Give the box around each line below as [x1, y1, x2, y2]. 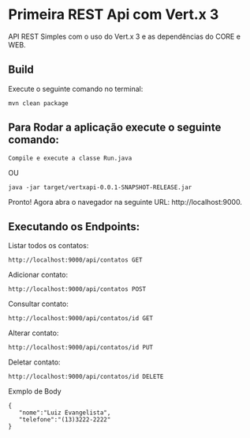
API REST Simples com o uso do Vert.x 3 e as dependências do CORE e [8, 32, 241, 41]
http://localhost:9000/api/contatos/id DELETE [8, 373, 164, 381]
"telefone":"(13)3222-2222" [18, 416, 111, 424]
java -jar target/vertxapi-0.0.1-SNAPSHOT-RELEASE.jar [8, 183, 192, 191]
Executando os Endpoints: [8, 220, 140, 233]
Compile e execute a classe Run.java [8, 154, 132, 162]
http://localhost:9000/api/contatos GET [8, 256, 144, 264]
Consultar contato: [8, 299, 69, 309]
